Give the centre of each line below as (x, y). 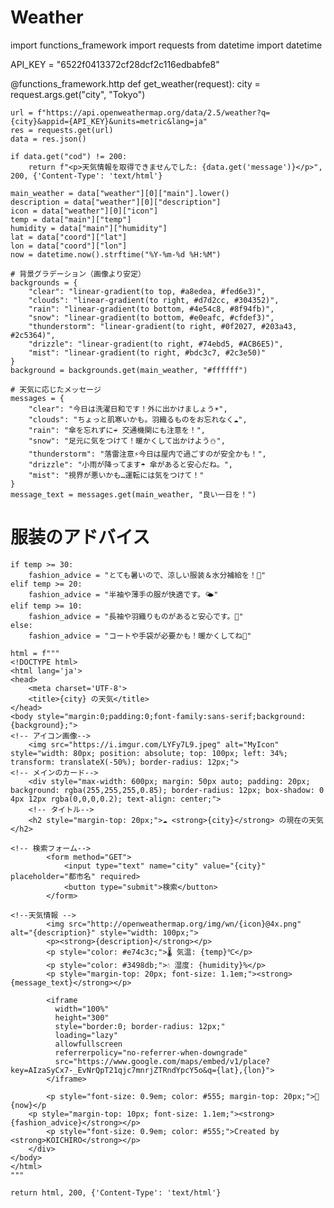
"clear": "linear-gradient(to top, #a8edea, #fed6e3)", (147, 291)
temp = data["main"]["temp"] (71, 219)
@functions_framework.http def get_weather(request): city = (135, 83)
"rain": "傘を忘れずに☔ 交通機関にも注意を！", (117, 430)
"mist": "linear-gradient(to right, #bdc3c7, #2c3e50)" (147, 352)
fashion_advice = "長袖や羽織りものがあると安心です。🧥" (136, 616)
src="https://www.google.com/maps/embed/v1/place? (162, 1061)
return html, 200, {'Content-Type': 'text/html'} (116, 1192)
